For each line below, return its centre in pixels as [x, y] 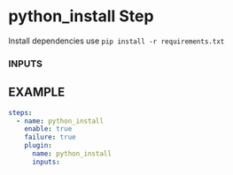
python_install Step [81, 16]
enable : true [48, 129]
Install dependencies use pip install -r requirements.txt [116, 41]
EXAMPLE [37, 92]
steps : [20, 112]
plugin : [38, 146]
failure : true [50, 137]
